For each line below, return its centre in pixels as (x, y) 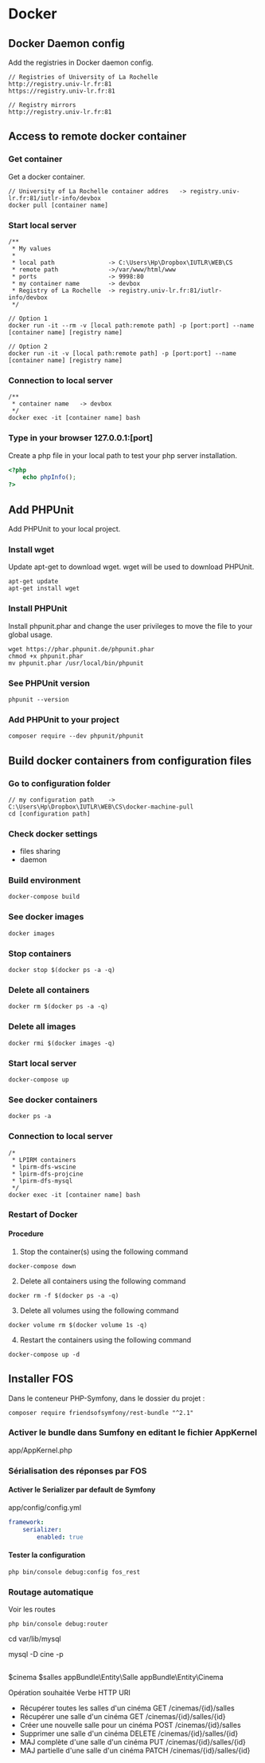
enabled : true (60, 1537)
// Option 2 (28, 346)
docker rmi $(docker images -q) (62, 1043)
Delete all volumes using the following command (99, 1310)
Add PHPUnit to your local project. (64, 529)
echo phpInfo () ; (50, 477)
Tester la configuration (47, 1555)
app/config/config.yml (45, 1507)
